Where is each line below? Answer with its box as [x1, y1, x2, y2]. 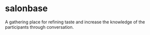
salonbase [5, 3, 48, 14]
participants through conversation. [5, 24, 74, 30]
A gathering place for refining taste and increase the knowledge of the [5, 19, 145, 25]
